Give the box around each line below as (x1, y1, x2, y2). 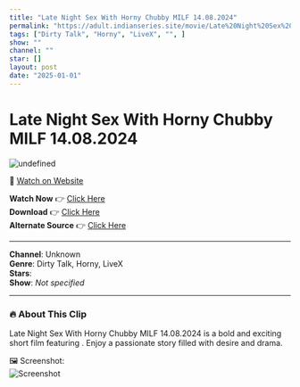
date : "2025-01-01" (9, 71, 82, 80)
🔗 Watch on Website (9, 175, 84, 185)
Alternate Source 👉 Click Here (9, 219, 127, 230)
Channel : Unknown (9, 249, 81, 259)
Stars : (9, 268, 33, 278)
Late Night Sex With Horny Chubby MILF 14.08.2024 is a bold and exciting (9, 327, 282, 339)
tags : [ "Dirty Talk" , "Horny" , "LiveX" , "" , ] (9, 29, 186, 38)
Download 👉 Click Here (9, 206, 100, 217)
